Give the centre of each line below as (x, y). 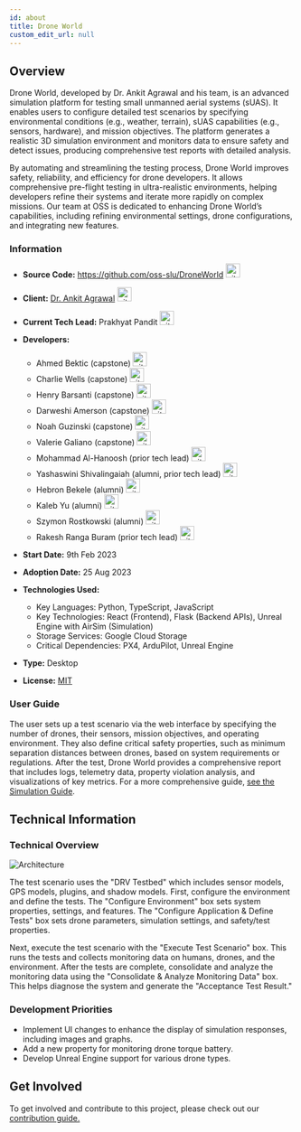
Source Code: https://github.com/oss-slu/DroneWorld (123, 275)
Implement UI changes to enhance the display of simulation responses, (155, 1029)
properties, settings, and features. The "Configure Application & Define (141, 911)
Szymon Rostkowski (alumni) (90, 521)
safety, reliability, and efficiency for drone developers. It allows (126, 178)
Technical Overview (54, 846)
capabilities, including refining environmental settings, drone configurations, (151, 216)
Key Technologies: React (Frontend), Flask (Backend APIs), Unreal (159, 617)
